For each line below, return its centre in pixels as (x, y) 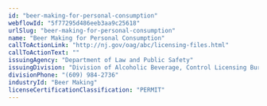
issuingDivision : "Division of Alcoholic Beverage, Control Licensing (128, 68)
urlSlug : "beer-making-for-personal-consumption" (92, 30)
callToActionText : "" (44, 53)
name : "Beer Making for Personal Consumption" (87, 38)
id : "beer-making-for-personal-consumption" (83, 16)
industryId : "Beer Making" (53, 82)
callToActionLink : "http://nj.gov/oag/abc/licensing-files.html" (118, 45)
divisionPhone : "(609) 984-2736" (64, 75)
